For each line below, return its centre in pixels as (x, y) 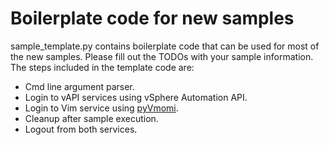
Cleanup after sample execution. (91, 118)
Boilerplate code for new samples (152, 18)
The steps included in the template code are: (102, 67)
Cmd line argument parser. (79, 86)
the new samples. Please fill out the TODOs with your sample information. (162, 56)
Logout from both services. (81, 129)
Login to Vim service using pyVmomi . (101, 108)
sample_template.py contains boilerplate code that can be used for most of (165, 46)
